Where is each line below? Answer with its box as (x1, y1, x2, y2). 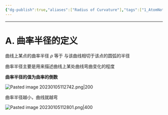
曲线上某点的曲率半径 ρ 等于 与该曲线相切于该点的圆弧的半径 (5, 52, 130, 58)
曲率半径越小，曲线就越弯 (5, 94, 58, 100)
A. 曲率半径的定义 (5, 35, 78, 46)
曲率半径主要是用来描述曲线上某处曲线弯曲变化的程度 (5, 63, 115, 69)
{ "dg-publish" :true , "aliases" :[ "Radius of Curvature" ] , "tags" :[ (5, 7, 142, 12)
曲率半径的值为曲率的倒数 (5, 73, 58, 80)
